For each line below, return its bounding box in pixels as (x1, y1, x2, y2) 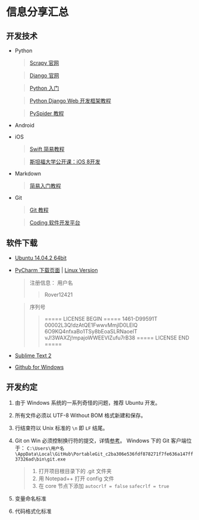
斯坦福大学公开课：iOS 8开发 (29, 158, 101, 165)
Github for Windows (14, 363, 64, 370)
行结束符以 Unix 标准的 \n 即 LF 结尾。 (14, 424, 108, 431)
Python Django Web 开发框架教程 (29, 97, 112, 104)
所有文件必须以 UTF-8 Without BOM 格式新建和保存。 (14, 411, 147, 419)
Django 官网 (29, 72, 59, 79)
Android (14, 122, 34, 128)
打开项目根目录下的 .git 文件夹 (38, 467, 112, 474)
